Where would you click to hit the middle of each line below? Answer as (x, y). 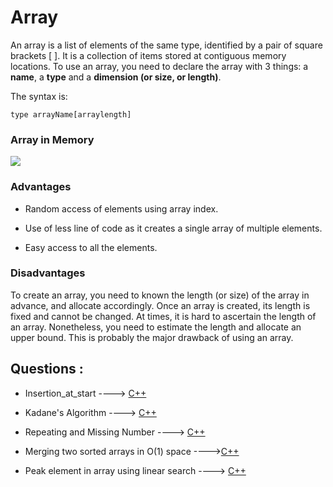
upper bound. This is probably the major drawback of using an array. (152, 337)
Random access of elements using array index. (121, 208)
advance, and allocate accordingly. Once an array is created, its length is (160, 305)
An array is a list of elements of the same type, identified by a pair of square (166, 45)
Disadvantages (48, 273)
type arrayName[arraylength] (71, 114)
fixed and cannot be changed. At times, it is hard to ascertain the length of (163, 316)
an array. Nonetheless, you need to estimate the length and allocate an (156, 327)
